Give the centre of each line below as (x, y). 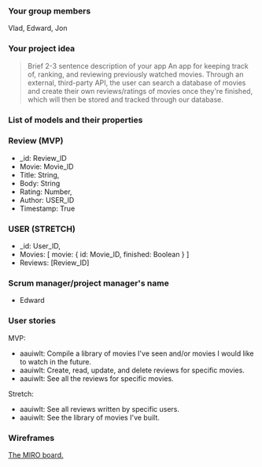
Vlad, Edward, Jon (38, 28)
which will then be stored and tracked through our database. (125, 99)
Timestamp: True (47, 208)
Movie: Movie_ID (46, 166)
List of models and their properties (76, 120)
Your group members (50, 11)
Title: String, (39, 174)
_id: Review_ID (43, 158)
